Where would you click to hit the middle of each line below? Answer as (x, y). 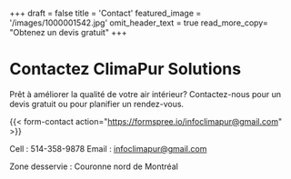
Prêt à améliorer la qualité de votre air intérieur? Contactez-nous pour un (145, 94)
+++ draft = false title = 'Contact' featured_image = (105, 13)
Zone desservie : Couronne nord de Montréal (94, 166)
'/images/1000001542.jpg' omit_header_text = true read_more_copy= (139, 23)
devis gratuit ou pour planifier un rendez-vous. (97, 104)
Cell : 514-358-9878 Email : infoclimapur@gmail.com (108, 148)
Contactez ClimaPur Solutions (125, 70)
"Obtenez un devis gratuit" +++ (68, 32)
